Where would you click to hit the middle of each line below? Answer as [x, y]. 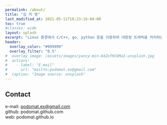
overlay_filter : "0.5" [33, 51]
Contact [18, 94]
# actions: [17, 61]
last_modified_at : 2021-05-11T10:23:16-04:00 [53, 19]
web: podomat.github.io [30, 117]
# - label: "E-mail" [30, 65]
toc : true [15, 24]
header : [13, 42]
